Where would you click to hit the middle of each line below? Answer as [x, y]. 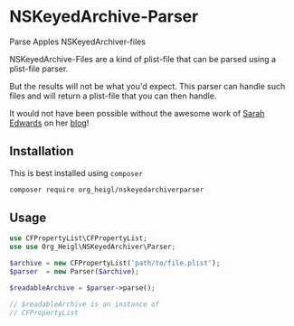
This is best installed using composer [76, 172]
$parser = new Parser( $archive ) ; [75, 272]
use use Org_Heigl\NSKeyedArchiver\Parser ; [93, 247]
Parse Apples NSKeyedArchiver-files [78, 42]
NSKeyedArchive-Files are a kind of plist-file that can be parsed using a [143, 59]
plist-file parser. [39, 69]
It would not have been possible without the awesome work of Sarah [137, 113]
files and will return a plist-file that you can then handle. [113, 96]
